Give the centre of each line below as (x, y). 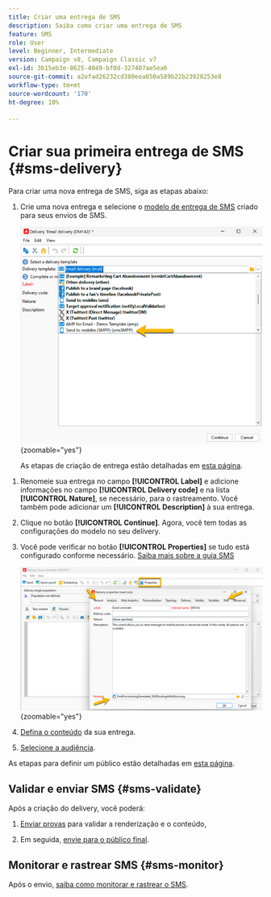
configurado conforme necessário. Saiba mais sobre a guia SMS (127, 555)
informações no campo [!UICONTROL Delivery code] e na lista (125, 489)
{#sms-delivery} (65, 169)
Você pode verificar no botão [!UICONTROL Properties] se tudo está (135, 547)
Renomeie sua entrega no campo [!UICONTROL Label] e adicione (129, 481)
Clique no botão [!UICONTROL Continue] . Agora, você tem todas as (133, 522)
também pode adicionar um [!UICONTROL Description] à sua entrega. (137, 507)
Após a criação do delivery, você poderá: (77, 808)
